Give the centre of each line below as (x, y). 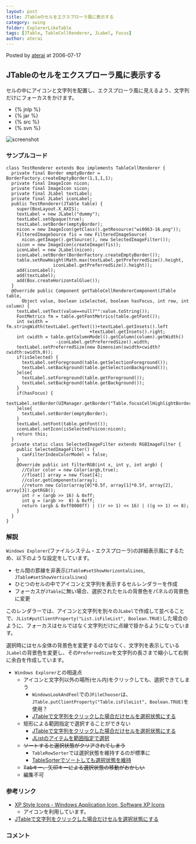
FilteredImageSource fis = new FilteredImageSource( (82, 235)
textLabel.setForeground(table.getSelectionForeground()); (94, 363)
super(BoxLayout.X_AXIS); (48, 209)
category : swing (26, 22)
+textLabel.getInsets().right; (127, 332)
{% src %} (27, 122)
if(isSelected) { (38, 357)
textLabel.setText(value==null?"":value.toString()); (83, 311)
